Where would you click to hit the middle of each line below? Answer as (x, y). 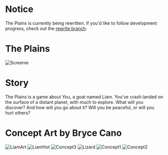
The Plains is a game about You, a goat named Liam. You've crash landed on (84, 97)
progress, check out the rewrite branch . (46, 28)
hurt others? (18, 113)
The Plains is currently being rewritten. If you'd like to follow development (81, 23)
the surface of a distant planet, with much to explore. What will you (74, 102)
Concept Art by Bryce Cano (63, 133)
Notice (19, 9)
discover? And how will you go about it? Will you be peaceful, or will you (80, 107)
